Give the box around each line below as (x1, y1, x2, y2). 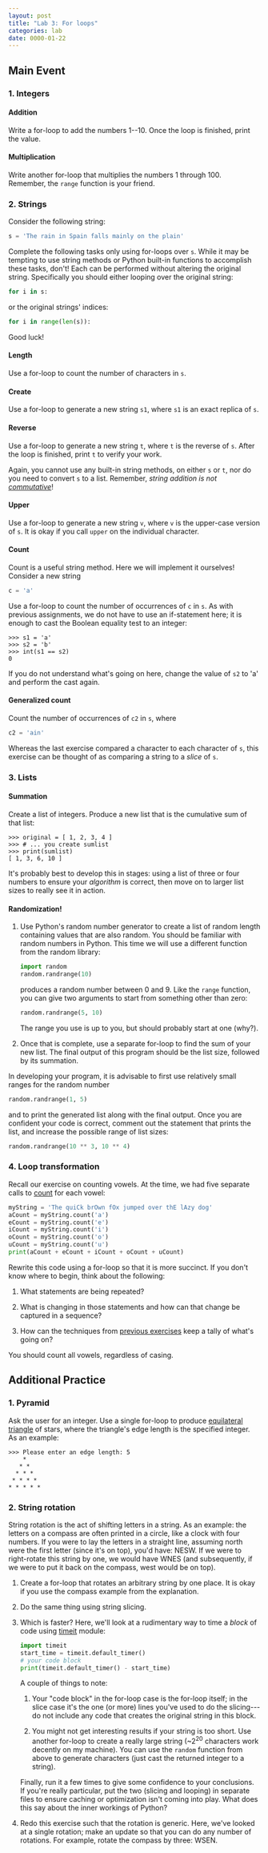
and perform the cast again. (8, 677, 100, 687)
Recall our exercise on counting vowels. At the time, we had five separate (8, 1179, 250, 1189)
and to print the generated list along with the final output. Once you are (8, 1110, 242, 1119)
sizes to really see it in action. (8, 885, 106, 895)
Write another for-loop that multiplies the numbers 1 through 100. (8, 170, 222, 179)
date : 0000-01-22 (8, 34, 66, 42)
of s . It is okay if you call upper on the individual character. (8, 526, 200, 536)
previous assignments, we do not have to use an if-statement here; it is (8, 610, 242, 619)
